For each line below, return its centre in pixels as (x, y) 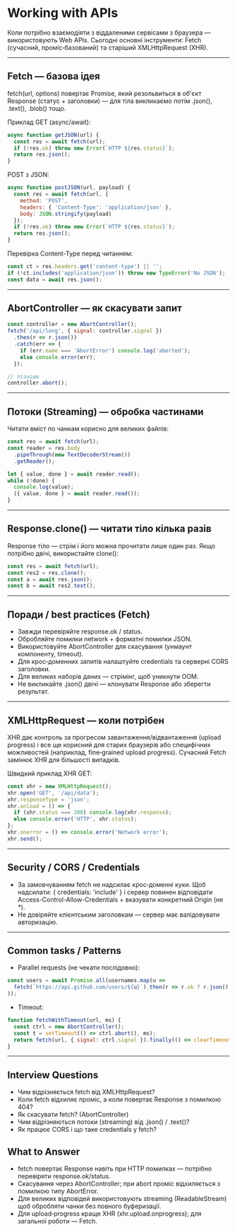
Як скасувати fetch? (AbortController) (73, 1115)
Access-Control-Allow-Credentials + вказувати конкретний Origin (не (120, 899)
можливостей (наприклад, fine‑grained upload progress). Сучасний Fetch (117, 752)
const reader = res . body (44, 448)
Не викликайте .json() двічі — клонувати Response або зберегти (114, 684)
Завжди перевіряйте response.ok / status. (80, 632)
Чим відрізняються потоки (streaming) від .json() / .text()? (103, 1122)
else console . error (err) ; (58, 357)
